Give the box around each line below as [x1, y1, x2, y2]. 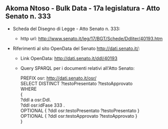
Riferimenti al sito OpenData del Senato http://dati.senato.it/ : [12, 45, 140, 51]
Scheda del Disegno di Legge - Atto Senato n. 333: [12, 25, 120, 32]
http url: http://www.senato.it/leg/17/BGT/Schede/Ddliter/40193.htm [20, 35, 163, 41]
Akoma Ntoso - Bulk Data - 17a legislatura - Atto [5, 4, 160, 13]
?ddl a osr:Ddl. [20, 96, 51, 102]
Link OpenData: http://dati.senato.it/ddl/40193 [20, 55, 118, 61]
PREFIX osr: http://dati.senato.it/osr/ [20, 75, 97, 81]
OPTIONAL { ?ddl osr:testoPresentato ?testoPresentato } [20, 107, 140, 114]
